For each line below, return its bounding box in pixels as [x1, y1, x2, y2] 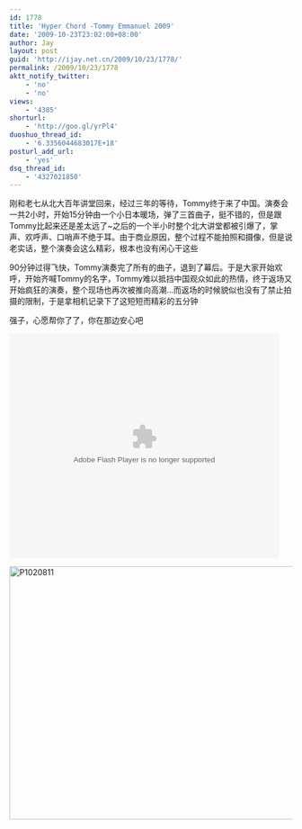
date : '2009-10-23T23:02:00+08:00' [9, 30, 143, 39]
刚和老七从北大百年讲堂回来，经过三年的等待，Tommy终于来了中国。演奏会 [9, 198, 289, 209]
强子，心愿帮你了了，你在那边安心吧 [9, 315, 144, 326]
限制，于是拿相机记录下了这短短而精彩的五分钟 [24, 296, 199, 307]
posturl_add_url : [9, 147, 75, 156]
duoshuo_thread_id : [9, 131, 83, 140]
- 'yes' [25, 155, 54, 165]
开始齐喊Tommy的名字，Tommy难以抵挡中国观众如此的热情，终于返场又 [24, 274, 293, 284]
